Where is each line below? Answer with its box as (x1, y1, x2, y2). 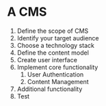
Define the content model (16, 49, 89, 57)
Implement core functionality (16, 63, 98, 71)
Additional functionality (16, 85, 83, 93)
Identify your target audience (16, 34, 99, 42)
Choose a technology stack (16, 41, 94, 49)
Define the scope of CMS (16, 27, 89, 35)
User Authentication (27, 70, 84, 79)
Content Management (27, 77, 89, 85)
